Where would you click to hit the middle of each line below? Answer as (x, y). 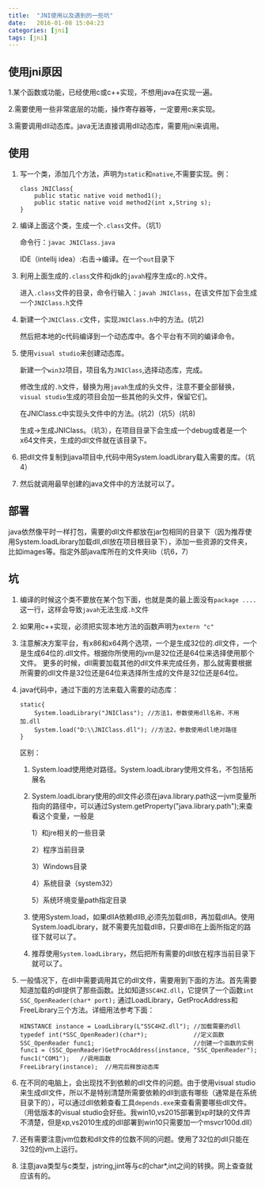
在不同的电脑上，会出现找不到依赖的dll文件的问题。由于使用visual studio (137, 1083)
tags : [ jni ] (28, 38)
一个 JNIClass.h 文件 (51, 303)
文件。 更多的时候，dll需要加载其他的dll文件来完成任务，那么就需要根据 (136, 663)
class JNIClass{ (46, 188)
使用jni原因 (35, 72)
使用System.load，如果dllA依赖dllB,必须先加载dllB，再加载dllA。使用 (143, 916)
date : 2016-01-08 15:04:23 (56, 23)
